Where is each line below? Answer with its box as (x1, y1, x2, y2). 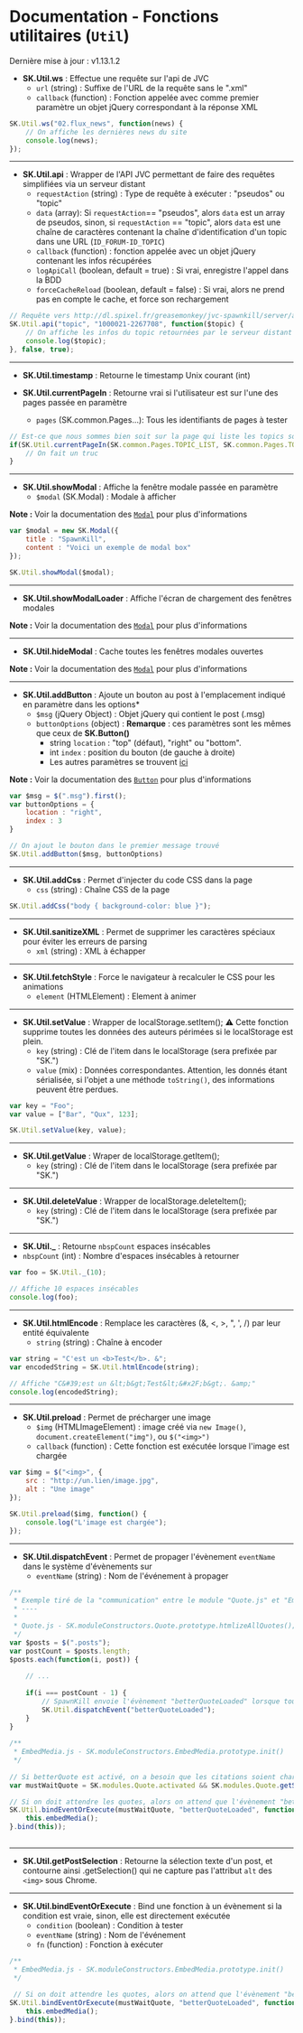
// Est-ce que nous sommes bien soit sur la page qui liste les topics (9, 432, 284, 441)
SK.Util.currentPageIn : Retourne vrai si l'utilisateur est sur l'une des (22, 387, 279, 398)
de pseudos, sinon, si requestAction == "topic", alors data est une (35, 217, 281, 228)
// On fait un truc (25, 449, 99, 458)
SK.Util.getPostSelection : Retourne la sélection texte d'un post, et (22, 1855, 273, 1866)
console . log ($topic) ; (25, 337, 106, 346)
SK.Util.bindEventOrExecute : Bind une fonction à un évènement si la (22, 1900, 282, 1911)
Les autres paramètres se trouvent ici (49, 756, 188, 767)
